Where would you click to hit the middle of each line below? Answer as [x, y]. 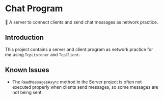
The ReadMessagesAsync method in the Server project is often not [77, 82]
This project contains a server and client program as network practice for [79, 49]
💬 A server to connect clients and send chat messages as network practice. [81, 22]
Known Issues [27, 70]
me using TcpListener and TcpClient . [43, 54]
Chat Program [34, 9]
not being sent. [27, 92]
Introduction [25, 37]
